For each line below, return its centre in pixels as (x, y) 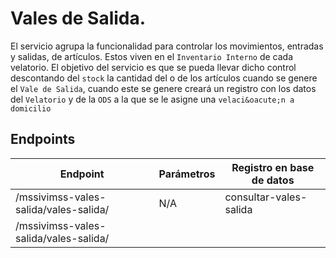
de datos (273, 180)
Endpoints (43, 139)
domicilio (31, 108)
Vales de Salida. (78, 18)
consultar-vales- (266, 197)
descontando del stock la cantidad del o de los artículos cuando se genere (164, 78)
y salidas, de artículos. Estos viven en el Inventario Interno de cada (152, 56)
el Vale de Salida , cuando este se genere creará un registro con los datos (163, 88)
